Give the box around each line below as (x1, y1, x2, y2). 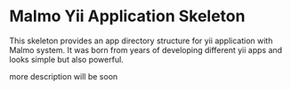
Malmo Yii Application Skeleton (9, 6, 246, 26)
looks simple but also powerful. (9, 54, 125, 64)
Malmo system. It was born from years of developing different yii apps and (9, 44, 283, 55)
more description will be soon (9, 71, 118, 81)
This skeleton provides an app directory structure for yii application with (9, 35, 273, 46)
